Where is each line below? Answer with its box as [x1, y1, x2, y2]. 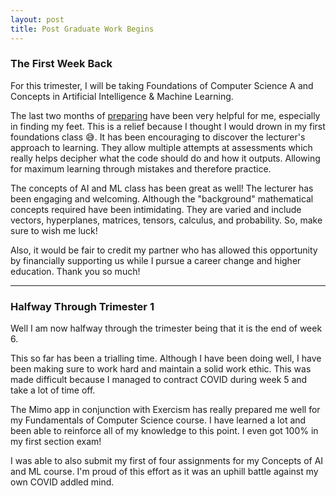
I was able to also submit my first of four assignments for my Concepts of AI [10, 455, 324, 467]
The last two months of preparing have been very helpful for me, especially [10, 109, 321, 121]
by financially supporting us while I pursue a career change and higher [10, 254, 302, 266]
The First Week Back [10, 57, 113, 71]
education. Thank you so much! [10, 265, 141, 277]
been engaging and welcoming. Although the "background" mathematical [10, 192, 314, 205]
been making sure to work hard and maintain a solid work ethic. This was [10, 363, 312, 375]
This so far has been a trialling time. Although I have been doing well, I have [10, 352, 322, 365]
